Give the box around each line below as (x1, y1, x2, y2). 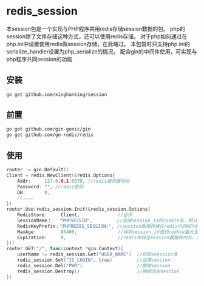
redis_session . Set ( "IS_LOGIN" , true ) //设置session (17, 257, 171, 263)
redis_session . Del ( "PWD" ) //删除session (17, 262, 171, 268)
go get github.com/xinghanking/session (6, 91, 107, 98)
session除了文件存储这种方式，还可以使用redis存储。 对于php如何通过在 (6, 32, 188, 40)
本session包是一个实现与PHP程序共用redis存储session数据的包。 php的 (6, 25, 185, 32)
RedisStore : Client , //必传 (17, 212, 132, 218)
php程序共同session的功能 (6, 55, 73, 63)
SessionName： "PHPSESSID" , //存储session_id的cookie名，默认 (17, 217, 198, 223)
